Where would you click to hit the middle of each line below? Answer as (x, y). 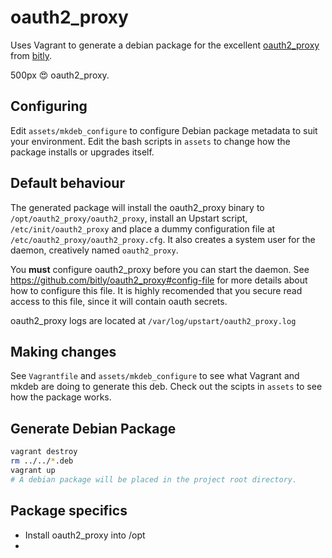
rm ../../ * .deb (42, 461)
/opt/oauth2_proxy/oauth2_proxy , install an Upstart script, (129, 218)
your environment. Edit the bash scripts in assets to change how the (150, 141)
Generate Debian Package (93, 428)
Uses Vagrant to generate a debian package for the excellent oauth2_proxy (165, 45)
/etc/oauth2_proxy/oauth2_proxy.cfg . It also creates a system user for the (163, 239)
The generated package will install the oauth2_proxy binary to (137, 207)
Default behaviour (67, 183)
